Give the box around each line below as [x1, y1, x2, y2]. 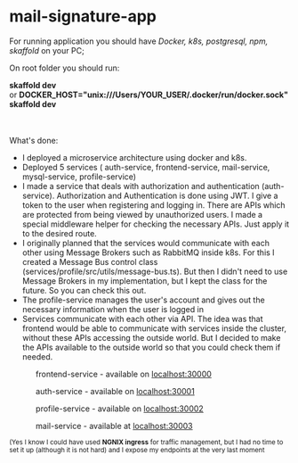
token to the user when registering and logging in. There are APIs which [21, 199, 286, 211]
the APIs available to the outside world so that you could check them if [21, 342, 281, 352]
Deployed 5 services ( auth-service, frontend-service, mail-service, [21, 161, 270, 172]
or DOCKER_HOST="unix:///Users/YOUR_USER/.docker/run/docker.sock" [9, 89, 289, 100]
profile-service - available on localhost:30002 [35, 403, 205, 414]
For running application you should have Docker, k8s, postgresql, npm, [9, 36, 269, 46]
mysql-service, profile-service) [21, 171, 136, 182]
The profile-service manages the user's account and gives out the [21, 294, 265, 305]
